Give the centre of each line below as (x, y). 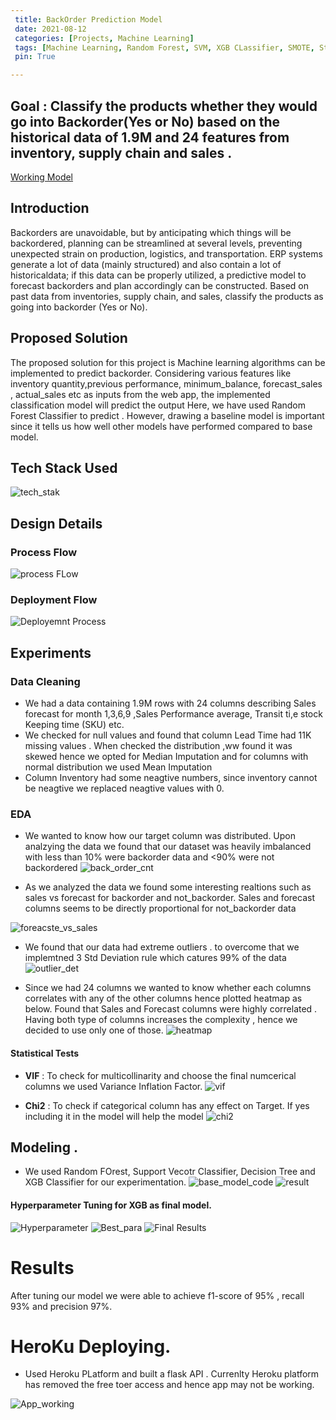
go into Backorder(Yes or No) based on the (145, 121)
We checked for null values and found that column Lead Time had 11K (168, 735)
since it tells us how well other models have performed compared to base (161, 426)
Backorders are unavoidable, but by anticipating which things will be (151, 232)
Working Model (42, 177)
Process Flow (44, 552)
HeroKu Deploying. (91, 1346)
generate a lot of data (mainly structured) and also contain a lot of (146, 264)
